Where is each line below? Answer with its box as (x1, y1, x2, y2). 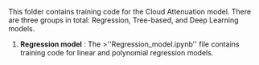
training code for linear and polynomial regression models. (19, 48, 214, 57)
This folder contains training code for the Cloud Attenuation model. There (8, 7, 252, 16)
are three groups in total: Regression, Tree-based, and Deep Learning (8, 15, 239, 25)
